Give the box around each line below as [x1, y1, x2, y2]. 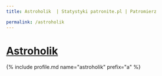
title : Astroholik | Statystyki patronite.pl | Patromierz [6, 8, 157, 15]
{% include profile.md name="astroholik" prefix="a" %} [6, 64, 141, 71]
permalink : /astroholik [6, 19, 65, 25]
